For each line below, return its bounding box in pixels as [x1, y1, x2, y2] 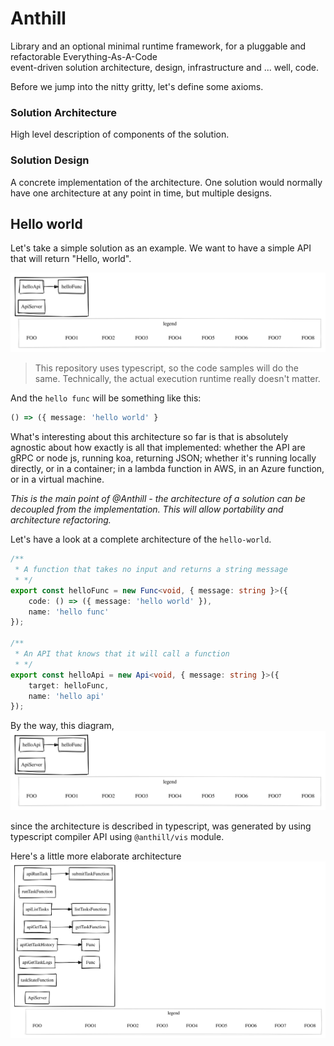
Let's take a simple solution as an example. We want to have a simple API [10, 242, 312, 254]
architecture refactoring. [10, 514, 112, 526]
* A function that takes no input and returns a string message [14, 565, 288, 575]
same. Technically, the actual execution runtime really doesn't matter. [34, 373, 321, 385]
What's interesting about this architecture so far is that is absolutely [10, 431, 289, 443]
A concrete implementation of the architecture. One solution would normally [10, 176, 323, 188]
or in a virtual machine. [10, 473, 105, 486]
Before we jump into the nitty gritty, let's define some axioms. [10, 80, 264, 92]
